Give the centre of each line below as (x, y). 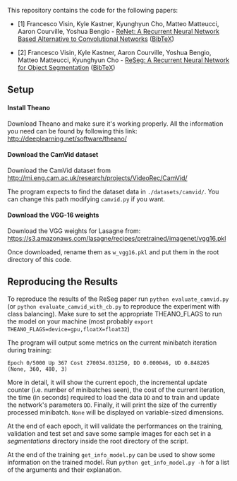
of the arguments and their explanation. (65, 470)
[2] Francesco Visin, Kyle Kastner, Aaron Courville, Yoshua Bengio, (114, 53)
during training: (30, 350)
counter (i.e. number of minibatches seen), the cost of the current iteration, (116, 390)
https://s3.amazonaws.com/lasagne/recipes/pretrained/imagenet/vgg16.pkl (117, 238)
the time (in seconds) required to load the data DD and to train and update (114, 397)
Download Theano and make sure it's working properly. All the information (115, 124)
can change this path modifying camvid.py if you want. (86, 199)
